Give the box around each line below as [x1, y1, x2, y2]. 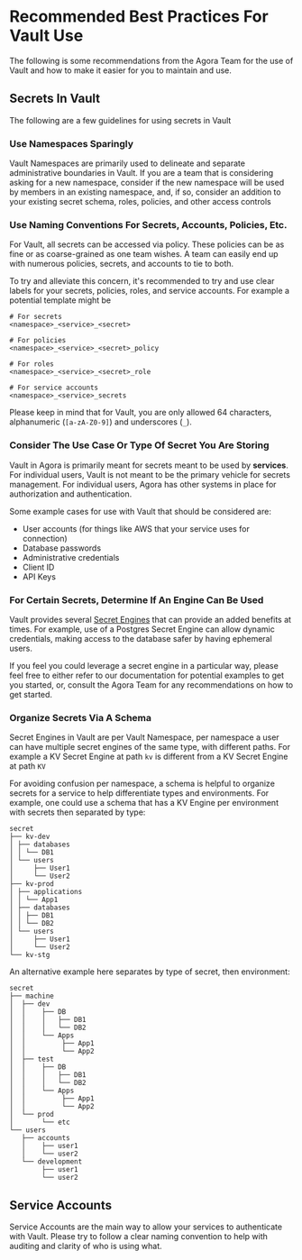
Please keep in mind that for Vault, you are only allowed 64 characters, [9, 407, 272, 418]
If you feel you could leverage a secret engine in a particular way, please [9, 660, 279, 671]
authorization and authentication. [9, 488, 133, 499]
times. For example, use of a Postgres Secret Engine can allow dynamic [9, 624, 275, 635]
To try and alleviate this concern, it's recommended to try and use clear [9, 276, 275, 287]
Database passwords [22, 543, 102, 553]
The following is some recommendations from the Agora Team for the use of [9, 55, 294, 66]
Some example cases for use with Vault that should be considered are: [9, 506, 272, 516]
